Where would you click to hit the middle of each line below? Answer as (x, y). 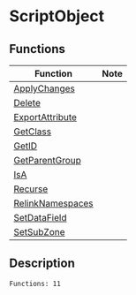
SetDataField (40, 218)
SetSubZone (39, 232)
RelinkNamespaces (54, 203)
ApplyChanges (44, 88)
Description (42, 264)
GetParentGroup (48, 160)
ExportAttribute (45, 117)
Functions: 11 (35, 284)
